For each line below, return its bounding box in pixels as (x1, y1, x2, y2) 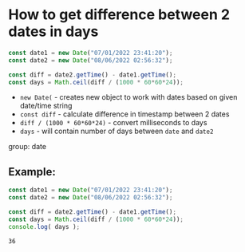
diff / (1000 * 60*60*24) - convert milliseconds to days (19, 118, 207, 128)
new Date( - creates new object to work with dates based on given (19, 93, 238, 102)
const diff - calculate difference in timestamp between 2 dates (19, 109, 230, 119)
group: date (8, 142, 46, 152)
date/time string (19, 101, 73, 111)
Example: (8, 165, 56, 179)
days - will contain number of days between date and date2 (19, 126, 214, 136)
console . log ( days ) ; (8, 222, 81, 230)
